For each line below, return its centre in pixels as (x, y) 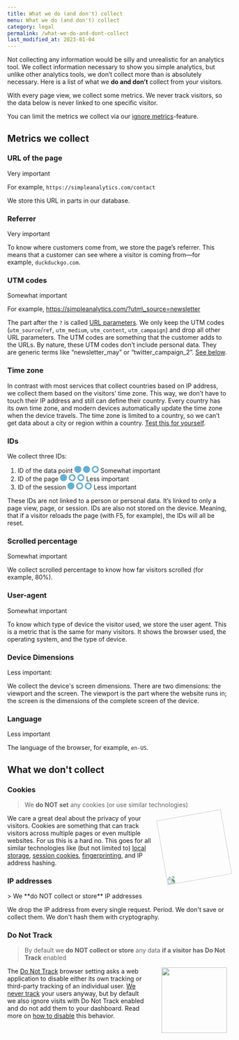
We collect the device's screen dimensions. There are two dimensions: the (114, 686)
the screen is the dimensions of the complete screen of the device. (103, 700)
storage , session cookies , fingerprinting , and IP (75, 855)
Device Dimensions (41, 657)
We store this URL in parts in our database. (69, 201)
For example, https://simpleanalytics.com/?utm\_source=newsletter (104, 309)
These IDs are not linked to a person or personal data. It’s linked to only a (112, 501)
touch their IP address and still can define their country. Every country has (114, 400)
